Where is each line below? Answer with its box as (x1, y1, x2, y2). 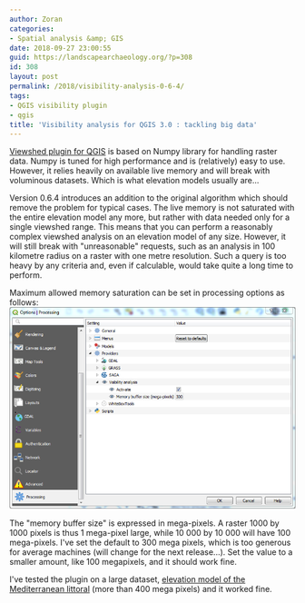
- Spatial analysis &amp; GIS (9, 34, 124, 43)
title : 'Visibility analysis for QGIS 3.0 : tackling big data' (9, 120, 258, 129)
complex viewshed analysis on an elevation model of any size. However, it (9, 232, 286, 242)
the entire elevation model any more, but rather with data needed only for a (9, 212, 290, 222)
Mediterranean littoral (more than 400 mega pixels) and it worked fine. (9, 583, 272, 594)
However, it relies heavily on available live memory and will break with (9, 165, 271, 176)
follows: (9, 297, 39, 308)
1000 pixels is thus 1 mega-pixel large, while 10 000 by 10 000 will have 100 (9, 527, 291, 538)
